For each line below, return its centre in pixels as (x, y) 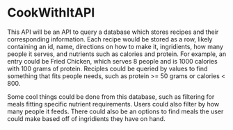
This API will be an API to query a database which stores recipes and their (113, 32)
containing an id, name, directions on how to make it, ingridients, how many (115, 46)
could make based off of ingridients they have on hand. (86, 118)
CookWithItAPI (51, 13)
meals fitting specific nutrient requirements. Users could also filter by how (113, 104)
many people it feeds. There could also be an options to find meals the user (115, 111)
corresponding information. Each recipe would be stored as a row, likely (110, 39)
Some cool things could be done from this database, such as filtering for (111, 96)
